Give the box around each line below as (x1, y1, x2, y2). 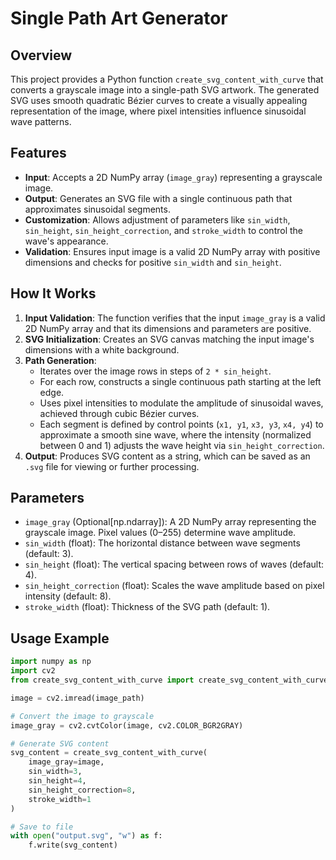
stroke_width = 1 (28, 794, 92, 804)
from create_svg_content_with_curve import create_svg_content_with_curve (10, 675, 329, 685)
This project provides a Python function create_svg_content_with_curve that (10, 73, 324, 85)
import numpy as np (10, 657, 92, 667)
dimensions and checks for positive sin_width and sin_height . (24, 256, 282, 268)
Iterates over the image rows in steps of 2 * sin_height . (39, 365, 272, 377)
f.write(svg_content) (28, 840, 118, 851)
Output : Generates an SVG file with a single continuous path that (24, 192, 293, 204)
